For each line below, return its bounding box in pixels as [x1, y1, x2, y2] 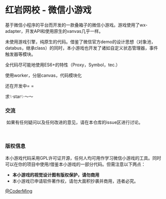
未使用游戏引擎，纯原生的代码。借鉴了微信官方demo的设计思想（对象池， [5, 38, 156, 45]
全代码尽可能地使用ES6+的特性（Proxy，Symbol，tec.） [5, 62, 120, 68]
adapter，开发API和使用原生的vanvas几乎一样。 [5, 28, 103, 34]
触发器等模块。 [5, 51, 36, 57]
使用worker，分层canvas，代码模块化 [5, 72, 82, 78]
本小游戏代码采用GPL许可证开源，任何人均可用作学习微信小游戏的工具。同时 [5, 155, 162, 161]
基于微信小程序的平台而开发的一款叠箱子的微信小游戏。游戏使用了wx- [5, 22, 148, 28]
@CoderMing [5, 188, 33, 194]
